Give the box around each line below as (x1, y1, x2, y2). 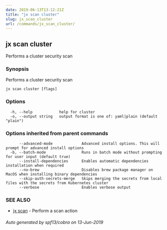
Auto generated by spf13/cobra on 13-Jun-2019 (5, 219, 104, 225)
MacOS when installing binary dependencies (5, 171, 98, 176)
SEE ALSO (5, 196, 31, 203)
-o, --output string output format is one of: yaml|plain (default (10, 113, 158, 119)
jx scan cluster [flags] (5, 86, 57, 91)
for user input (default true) (5, 154, 71, 159)
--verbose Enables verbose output (18, 184, 131, 190)
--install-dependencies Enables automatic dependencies (18, 158, 149, 163)
